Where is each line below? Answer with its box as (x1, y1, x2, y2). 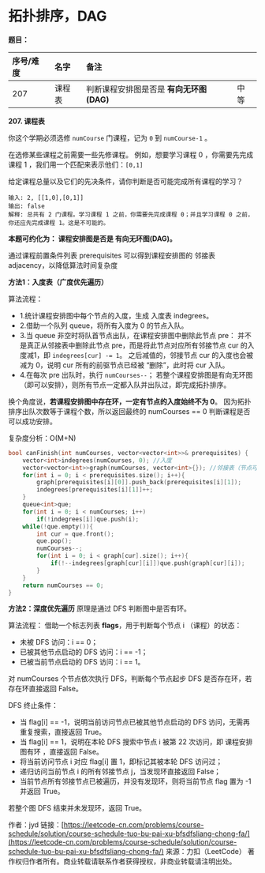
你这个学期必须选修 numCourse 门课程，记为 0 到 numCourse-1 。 (8, 133, 211, 142)
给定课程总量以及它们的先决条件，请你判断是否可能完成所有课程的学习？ (8, 176, 243, 186)
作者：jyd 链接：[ (8, 820, 65, 830)
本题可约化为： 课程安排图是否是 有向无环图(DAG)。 (8, 234, 177, 243)
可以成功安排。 (8, 416, 57, 426)
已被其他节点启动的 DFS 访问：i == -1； (19, 647, 148, 657)
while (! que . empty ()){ (22, 522, 93, 530)
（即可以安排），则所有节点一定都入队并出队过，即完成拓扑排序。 (19, 380, 231, 389)
